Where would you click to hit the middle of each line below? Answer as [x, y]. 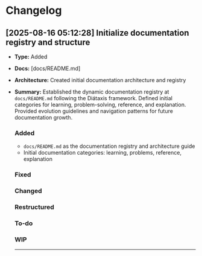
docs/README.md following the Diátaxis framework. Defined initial [93, 98]
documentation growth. [43, 117]
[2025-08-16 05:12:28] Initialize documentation [97, 33]
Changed [28, 191]
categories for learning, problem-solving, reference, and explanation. [100, 104]
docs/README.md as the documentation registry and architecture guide [109, 146]
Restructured [34, 207]
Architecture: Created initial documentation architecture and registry [100, 80]
